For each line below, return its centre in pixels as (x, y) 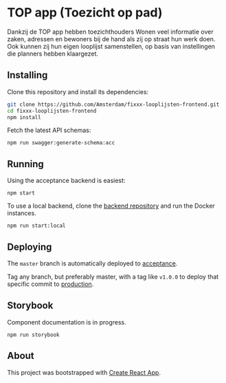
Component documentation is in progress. (67, 322)
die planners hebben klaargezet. (53, 54)
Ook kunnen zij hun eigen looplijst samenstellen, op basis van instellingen (111, 46)
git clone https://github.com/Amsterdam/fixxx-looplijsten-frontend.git (113, 105)
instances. (22, 213)
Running (26, 164)
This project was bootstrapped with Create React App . (84, 372)
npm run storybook (33, 335)
